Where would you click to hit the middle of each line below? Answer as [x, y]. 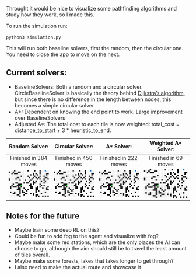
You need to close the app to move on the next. [63, 54]
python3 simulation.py [34, 37]
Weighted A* [166, 143]
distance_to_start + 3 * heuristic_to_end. [63, 130]
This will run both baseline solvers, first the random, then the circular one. [95, 48]
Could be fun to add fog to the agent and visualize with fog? [86, 236]
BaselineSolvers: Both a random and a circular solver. [78, 86]
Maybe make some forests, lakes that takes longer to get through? [94, 261]
